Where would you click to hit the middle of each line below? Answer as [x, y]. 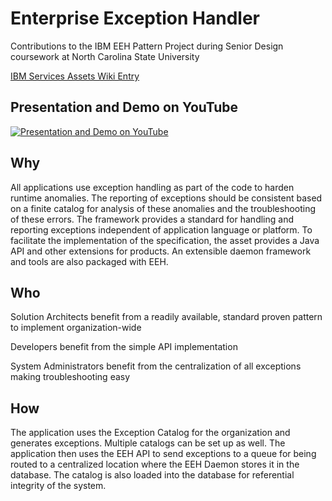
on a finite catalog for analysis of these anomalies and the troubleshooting [163, 208]
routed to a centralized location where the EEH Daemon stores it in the [155, 464]
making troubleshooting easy [70, 377]
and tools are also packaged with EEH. [89, 261]
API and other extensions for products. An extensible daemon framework [161, 251]
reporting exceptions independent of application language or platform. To [161, 229]
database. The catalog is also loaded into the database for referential [152, 475]
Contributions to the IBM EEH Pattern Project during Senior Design [147, 46]
